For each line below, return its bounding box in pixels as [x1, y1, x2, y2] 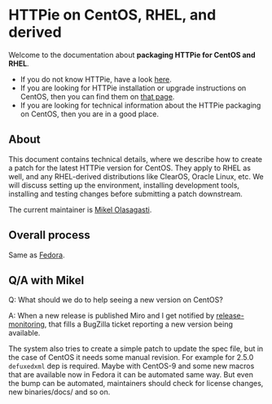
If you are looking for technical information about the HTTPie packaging [20, 100, 261, 110]
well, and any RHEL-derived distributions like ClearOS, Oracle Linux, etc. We [8, 171, 264, 181]
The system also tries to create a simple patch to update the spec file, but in [8, 344, 264, 353]
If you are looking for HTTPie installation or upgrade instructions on [20, 83, 247, 93]
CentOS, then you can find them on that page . [20, 91, 175, 101]
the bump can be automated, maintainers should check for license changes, [8, 379, 264, 389]
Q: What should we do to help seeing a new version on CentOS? [8, 295, 224, 305]
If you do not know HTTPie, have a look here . [20, 74, 173, 84]
